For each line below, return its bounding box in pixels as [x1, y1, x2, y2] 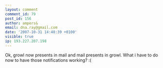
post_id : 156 [5, 16, 32, 21]
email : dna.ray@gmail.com [5, 25, 57, 30]
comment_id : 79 [5, 12, 36, 17]
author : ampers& [5, 20, 38, 26]
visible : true [5, 34, 34, 39]
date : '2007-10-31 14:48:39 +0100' [5, 30, 77, 34]
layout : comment [5, 7, 38, 12]
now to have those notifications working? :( [5, 57, 91, 63]
